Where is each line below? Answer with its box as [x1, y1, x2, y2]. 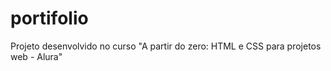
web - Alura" [10, 50, 63, 62]
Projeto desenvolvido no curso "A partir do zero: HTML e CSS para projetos [10, 40, 322, 52]
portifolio [10, 7, 89, 30]
